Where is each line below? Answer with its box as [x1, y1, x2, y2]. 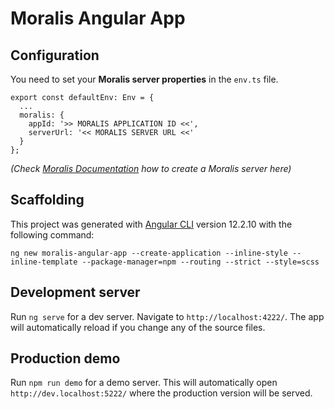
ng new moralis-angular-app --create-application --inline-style [10, 248, 288, 258]
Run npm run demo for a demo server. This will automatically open [10, 377, 278, 389]
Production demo [10, 350, 121, 367]
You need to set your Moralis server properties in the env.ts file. [10, 73, 279, 85]
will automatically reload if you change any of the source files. [10, 321, 266, 333]
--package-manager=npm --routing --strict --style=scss [81, 257, 320, 267]
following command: [10, 228, 95, 241]
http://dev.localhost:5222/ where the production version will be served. [10, 387, 313, 399]
